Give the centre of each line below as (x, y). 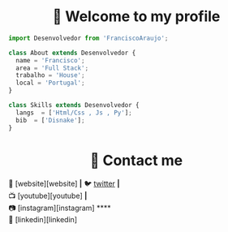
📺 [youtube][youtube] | (48, 195)
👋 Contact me (136, 160)
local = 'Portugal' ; (50, 83)
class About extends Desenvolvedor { (72, 53)
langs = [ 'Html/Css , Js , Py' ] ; (74, 113)
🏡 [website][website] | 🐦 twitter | (64, 183)
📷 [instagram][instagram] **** (60, 208)
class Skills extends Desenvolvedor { (74, 105)
